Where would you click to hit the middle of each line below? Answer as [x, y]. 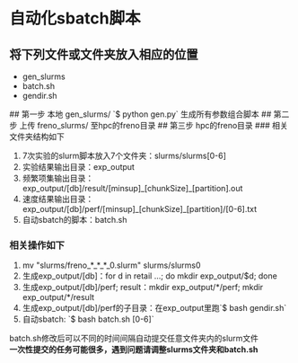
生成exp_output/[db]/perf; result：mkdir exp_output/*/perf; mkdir [143, 288]
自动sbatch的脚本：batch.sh [74, 220]
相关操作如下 [37, 245]
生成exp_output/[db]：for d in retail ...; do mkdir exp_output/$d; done [150, 276]
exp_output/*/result [58, 297]
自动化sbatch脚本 [75, 18]
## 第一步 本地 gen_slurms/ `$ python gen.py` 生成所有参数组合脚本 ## [140, 114]
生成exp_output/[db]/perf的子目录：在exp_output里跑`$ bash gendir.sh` [154, 308]
